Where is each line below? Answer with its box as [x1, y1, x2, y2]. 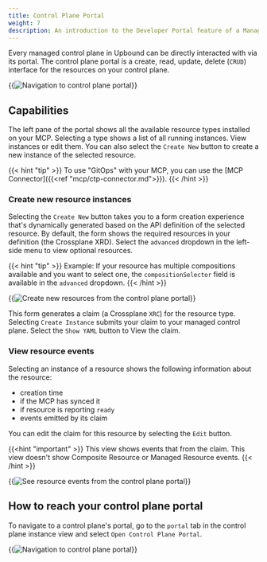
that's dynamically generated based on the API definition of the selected [8, 221, 245, 230]
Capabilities [8, 103, 69, 117]
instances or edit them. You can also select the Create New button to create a [8, 142, 260, 151]
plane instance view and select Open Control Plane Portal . [8, 529, 203, 538]
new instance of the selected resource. [8, 150, 137, 160]
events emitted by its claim [19, 413, 108, 423]
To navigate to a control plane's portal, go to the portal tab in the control [8, 521, 246, 530]
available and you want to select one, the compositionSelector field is [8, 270, 236, 279]
